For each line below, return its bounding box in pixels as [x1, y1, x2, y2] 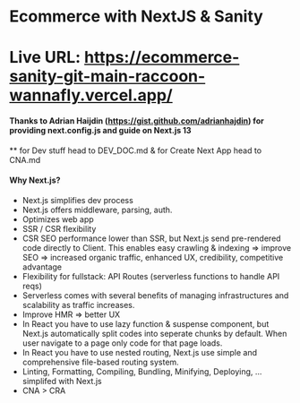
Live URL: [9, 47, 81, 68]
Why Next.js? [9, 175, 61, 185]
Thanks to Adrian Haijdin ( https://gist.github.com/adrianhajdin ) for [9, 115, 264, 126]
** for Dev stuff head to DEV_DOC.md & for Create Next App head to [9, 145, 262, 156]
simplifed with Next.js [21, 375, 102, 386]
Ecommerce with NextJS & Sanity [9, 6, 264, 27]
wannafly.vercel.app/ [9, 85, 173, 106]
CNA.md [9, 154, 41, 165]
